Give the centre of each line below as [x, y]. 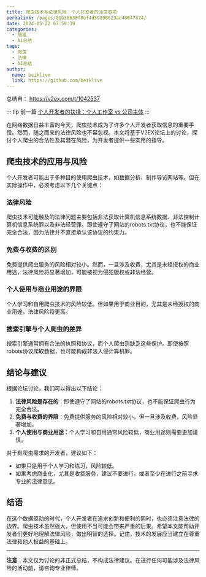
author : [16, 69]
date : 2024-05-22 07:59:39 [41, 23]
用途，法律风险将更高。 [41, 311]
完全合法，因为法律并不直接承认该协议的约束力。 [68, 232]
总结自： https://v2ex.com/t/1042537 [53, 99]
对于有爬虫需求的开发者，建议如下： [52, 452]
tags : [13, 47]
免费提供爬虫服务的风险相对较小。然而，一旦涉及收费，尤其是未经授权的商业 [103, 264]
